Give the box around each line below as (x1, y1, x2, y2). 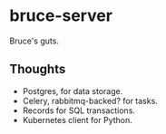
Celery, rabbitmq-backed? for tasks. (22, 95, 159, 106)
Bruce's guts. (9, 35, 59, 46)
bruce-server (9, 5, 113, 26)
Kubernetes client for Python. (22, 114, 133, 125)
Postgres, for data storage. (22, 85, 123, 96)
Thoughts (9, 62, 66, 77)
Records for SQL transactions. (22, 105, 136, 116)
